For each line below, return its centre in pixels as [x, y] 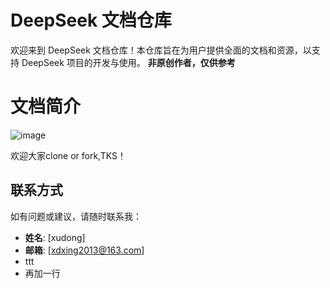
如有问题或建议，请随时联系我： [76, 216]
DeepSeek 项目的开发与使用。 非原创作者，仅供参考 [128, 62]
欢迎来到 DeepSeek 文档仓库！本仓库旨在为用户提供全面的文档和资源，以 [161, 50]
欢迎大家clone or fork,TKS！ [68, 155]
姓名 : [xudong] [55, 237]
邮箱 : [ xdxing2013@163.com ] [84, 250]
